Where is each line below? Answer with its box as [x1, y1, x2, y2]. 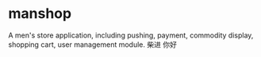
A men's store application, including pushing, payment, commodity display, [8, 30, 254, 40]
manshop [8, 5, 72, 23]
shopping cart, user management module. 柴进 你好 [8, 40, 177, 49]
